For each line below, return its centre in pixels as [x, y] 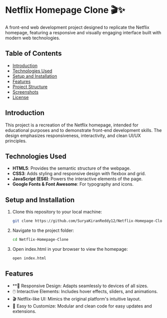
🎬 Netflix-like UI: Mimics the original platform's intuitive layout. [77, 299]
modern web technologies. [33, 38]
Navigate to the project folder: [43, 230]
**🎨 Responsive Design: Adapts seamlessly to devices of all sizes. [80, 286]
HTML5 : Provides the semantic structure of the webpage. [72, 168]
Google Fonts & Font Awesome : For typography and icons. [73, 184]
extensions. [24, 311]
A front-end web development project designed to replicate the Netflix [77, 27]
